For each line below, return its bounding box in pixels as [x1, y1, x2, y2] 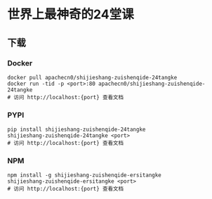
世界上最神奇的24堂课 [7, 6, 135, 23]
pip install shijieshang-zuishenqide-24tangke [7, 126, 146, 134]
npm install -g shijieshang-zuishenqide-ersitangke [7, 172, 161, 179]
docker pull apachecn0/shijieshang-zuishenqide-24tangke [7, 74, 178, 81]
